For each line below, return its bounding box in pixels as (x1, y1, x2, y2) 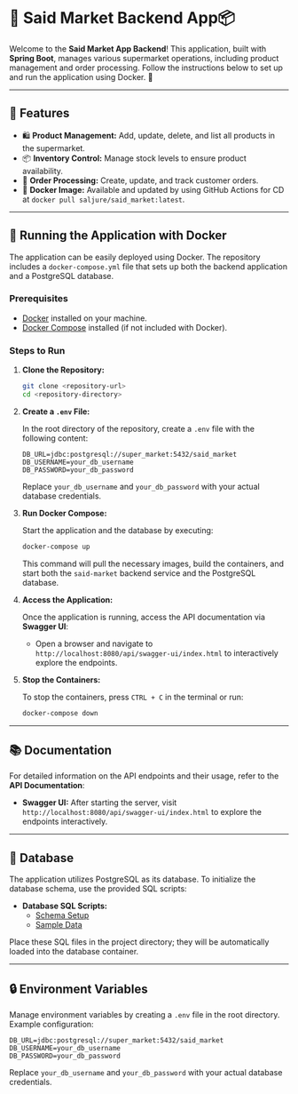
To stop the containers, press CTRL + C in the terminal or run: (21, 691, 244, 702)
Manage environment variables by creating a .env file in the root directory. (9, 1010, 280, 1020)
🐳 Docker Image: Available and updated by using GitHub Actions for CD (21, 184, 285, 195)
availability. (21, 165, 64, 176)
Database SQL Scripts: (21, 900, 108, 912)
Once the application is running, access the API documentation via (21, 611, 266, 622)
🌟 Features (9, 106, 70, 121)
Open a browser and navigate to (35, 638, 153, 649)
